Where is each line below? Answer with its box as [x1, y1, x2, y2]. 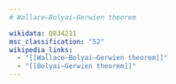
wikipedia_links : [9, 45, 73, 54]
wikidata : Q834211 [9, 28, 77, 38]
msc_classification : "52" [9, 37, 104, 46]
